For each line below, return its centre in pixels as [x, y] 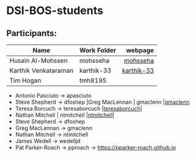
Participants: [32, 33]
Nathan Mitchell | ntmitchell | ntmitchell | [65, 115]
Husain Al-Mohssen [38, 60]
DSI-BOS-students [55, 11]
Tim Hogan [25, 80]
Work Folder [98, 50]
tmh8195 [93, 80]
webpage [140, 50]
